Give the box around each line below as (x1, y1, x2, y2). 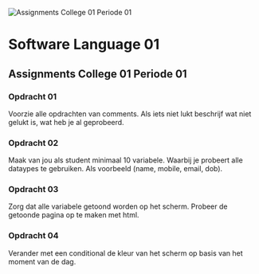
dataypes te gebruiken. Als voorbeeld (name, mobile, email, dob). (8, 164, 223, 174)
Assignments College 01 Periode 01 (8, 67, 187, 80)
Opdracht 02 (8, 137, 59, 148)
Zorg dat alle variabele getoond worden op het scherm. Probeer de (8, 202, 228, 211)
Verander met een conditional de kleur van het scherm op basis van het (8, 248, 243, 258)
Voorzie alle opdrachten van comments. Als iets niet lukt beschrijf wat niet (8, 108, 252, 119)
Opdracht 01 (8, 91, 57, 102)
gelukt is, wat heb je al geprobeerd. (8, 117, 125, 127)
